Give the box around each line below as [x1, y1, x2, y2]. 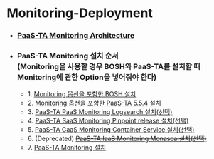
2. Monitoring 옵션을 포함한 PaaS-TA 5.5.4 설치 [27, 98, 161, 108]
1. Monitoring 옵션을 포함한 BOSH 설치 [27, 90, 137, 98]
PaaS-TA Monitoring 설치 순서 [16, 51, 119, 61]
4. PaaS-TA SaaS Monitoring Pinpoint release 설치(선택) [27, 116, 189, 125]
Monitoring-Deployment [6, 5, 154, 21]
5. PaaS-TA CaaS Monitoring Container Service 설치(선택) [27, 125, 195, 134]
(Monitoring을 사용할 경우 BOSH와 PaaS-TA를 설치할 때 [16, 62, 200, 72]
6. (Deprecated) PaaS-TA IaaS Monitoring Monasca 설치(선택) [27, 134, 207, 143]
